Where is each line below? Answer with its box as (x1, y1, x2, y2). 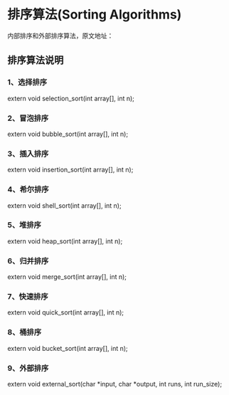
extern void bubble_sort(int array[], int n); (7, 130, 129, 138)
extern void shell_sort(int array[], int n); (7, 201, 122, 210)
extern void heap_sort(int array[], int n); (7, 236, 123, 246)
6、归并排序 (7, 256, 49, 265)
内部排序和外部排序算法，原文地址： (7, 31, 114, 40)
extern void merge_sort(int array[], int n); (7, 273, 127, 281)
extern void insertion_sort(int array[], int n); (7, 165, 134, 174)
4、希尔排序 (7, 184, 49, 194)
